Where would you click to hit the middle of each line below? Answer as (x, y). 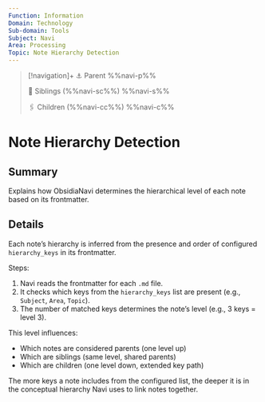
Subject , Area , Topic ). (55, 300)
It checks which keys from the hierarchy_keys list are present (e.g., (130, 292)
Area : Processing (37, 46)
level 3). (33, 317)
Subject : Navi (32, 38)
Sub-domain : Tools (39, 30)
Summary (33, 171)
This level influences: (43, 332)
